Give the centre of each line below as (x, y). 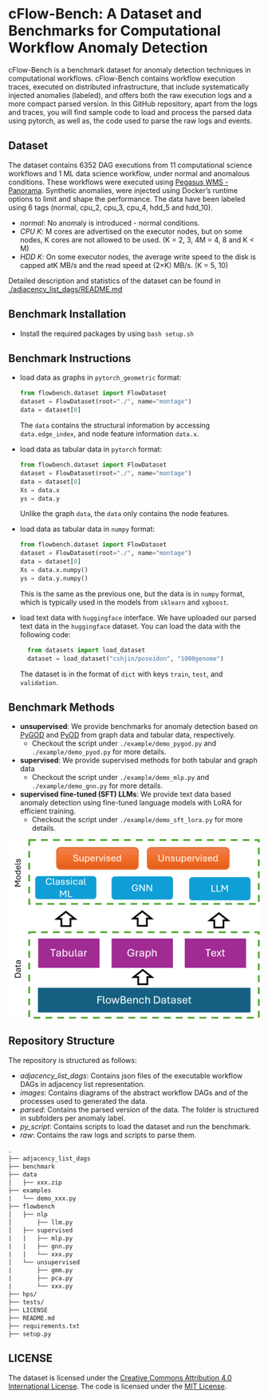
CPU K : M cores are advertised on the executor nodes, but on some (131, 231)
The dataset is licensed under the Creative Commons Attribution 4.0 (120, 1377)
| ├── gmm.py (41, 1270)
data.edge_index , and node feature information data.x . (109, 434)
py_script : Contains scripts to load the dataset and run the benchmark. (135, 1126)
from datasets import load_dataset (87, 650)
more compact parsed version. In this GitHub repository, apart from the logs (133, 104)
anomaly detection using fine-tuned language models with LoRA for (131, 803)
